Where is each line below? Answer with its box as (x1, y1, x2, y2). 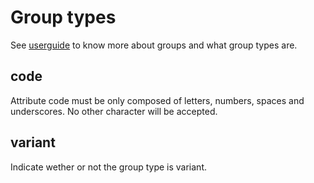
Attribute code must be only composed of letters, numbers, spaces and (10, 94, 305, 106)
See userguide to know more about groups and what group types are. (10, 39, 298, 51)
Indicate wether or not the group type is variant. (10, 161, 207, 173)
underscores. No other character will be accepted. (10, 105, 218, 117)
